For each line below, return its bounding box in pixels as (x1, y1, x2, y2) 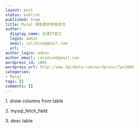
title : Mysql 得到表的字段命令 (5, 22, 66, 27)
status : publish (5, 12, 40, 17)
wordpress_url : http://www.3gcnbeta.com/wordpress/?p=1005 (5, 65, 134, 70)
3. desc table (5, 117, 33, 123)
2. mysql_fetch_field (5, 108, 48, 114)
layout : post (5, 7, 33, 13)
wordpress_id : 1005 (5, 60, 47, 65)
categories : (5, 70, 31, 75)
